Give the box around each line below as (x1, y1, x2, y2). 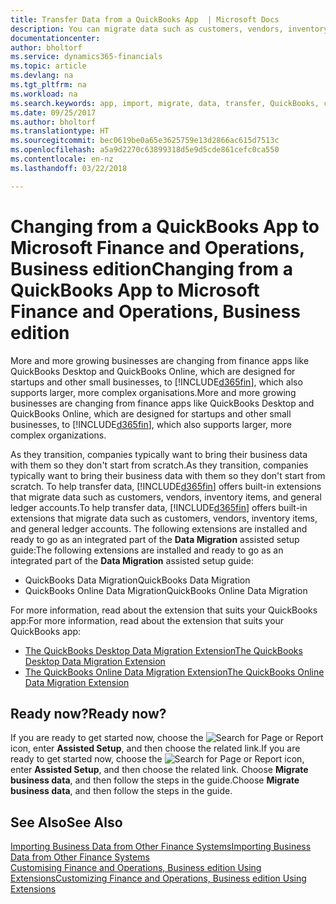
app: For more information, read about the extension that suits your (10, 614, 285, 626)
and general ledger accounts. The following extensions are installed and (10, 522, 308, 535)
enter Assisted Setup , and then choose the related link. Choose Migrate (10, 764, 309, 776)
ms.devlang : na (10, 71, 74, 81)
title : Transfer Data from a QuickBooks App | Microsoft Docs (10, 14, 280, 25)
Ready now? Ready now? (10, 705, 167, 722)
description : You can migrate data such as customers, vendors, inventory (10, 24, 329, 34)
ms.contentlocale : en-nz (10, 154, 114, 164)
